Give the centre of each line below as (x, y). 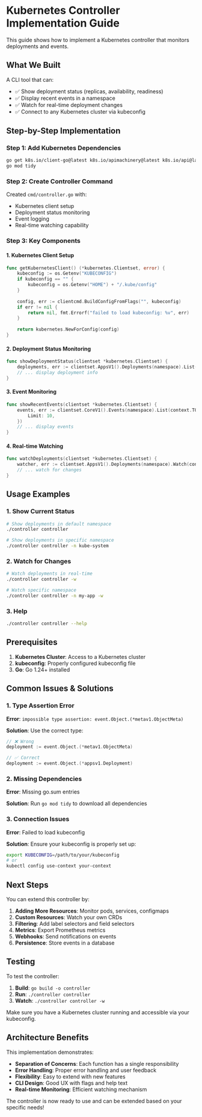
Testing (21, 962)
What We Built (34, 65)
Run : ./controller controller (53, 994)
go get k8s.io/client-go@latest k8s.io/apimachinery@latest (83, 161)
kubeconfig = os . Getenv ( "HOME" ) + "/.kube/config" (93, 285)
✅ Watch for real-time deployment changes (69, 105)
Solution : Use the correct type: (45, 730)
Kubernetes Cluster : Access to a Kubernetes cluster (80, 656)
